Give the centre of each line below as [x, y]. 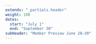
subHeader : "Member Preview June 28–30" [49, 33]
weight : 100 [18, 15]
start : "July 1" [27, 24]
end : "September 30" [31, 29]
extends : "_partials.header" [36, 10]
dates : [12, 19]
